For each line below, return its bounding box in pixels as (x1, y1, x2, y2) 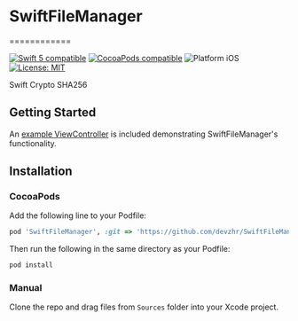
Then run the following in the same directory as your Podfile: (9, 244, 231, 254)
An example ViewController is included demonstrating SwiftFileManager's (9, 129, 278, 139)
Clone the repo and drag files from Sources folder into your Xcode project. (9, 301, 279, 312)
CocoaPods (9, 191, 60, 203)
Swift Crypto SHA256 (9, 79, 88, 90)
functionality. (9, 137, 58, 148)
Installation (9, 164, 73, 179)
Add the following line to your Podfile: (9, 210, 146, 221)
